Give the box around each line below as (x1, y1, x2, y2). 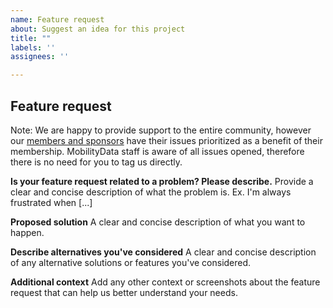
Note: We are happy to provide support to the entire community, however (10, 124, 312, 136)
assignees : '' (10, 52, 70, 62)
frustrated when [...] (10, 196, 93, 208)
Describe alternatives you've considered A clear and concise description (10, 246, 317, 258)
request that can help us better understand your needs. (10, 286, 238, 298)
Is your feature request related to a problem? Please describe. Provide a (10, 175, 314, 187)
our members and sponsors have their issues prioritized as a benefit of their (10, 134, 323, 146)
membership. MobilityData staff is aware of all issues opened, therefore (10, 145, 305, 157)
